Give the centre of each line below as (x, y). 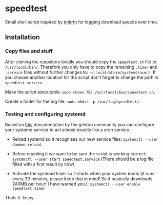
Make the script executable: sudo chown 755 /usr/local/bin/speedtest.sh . (80, 92)
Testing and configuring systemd (45, 114)
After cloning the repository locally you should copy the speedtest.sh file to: (81, 62)
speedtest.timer (29, 188)
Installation (22, 37)
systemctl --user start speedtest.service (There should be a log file (83, 159)
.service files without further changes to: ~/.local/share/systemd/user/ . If (81, 72)
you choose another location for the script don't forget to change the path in (82, 77)
